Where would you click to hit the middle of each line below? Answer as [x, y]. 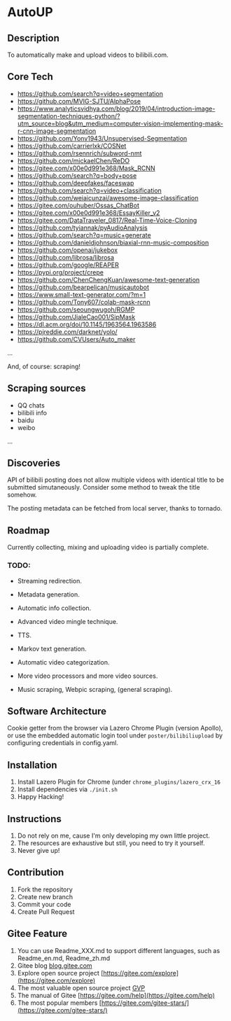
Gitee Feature [37, 934]
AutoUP [30, 12]
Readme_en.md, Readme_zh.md [64, 958]
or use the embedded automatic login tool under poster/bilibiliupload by [115, 735]
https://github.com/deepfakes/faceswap [76, 183]
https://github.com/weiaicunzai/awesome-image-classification [108, 197]
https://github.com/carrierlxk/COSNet [72, 146]
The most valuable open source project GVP [81, 987]
